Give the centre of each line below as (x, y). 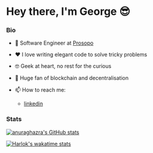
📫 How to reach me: (40, 90)
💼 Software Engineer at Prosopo (54, 43)
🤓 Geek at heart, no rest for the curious (63, 66)
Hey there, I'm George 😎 (68, 12)
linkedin (33, 104)
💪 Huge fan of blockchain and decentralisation (72, 78)
